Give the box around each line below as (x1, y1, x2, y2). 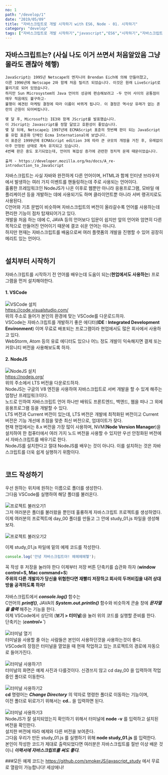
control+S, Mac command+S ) (5, 569, 68, 575)
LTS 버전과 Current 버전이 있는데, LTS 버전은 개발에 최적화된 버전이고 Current (5, 411, 159, 417)
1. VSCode (5, 289, 28, 295)
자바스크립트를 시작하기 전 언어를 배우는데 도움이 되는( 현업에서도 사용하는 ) (5, 271, 150, 277)
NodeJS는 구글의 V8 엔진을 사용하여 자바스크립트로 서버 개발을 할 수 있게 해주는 (5, 386, 162, 392)
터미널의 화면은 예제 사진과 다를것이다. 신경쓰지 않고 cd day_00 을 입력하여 (5, 667, 152, 673)
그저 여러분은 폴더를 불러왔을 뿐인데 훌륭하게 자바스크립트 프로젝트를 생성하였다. (5, 509, 162, 515)
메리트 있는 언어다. (5, 235, 42, 241)
